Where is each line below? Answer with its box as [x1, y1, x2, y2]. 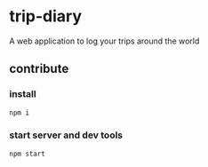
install [9, 88, 37, 100]
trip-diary [9, 6, 83, 27]
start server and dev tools [9, 129, 124, 141]
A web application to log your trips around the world [9, 36, 200, 46]
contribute [9, 61, 69, 76]
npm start [9, 149, 46, 158]
